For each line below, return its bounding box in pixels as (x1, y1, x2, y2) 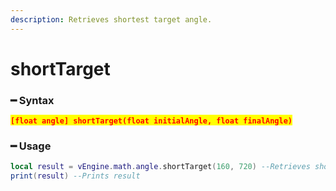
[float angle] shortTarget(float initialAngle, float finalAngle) (10, 116, 293, 126)
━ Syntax (10, 93, 55, 107)
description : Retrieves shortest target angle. (10, 14, 213, 25)
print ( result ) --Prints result (10, 171, 141, 181)
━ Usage (10, 139, 52, 153)
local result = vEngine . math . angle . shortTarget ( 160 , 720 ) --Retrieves (10, 162, 311, 172)
